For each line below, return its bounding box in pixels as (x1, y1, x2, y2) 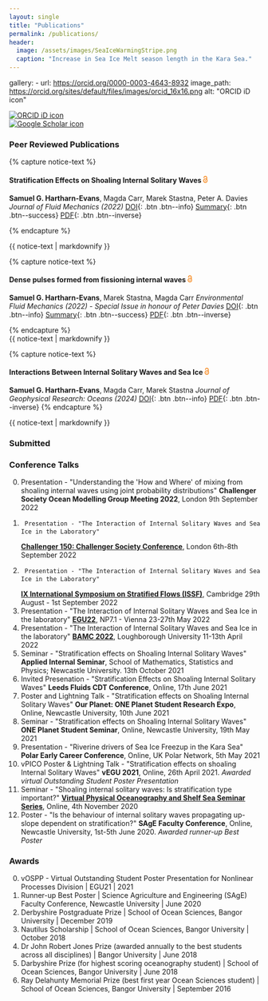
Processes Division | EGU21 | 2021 (20, 882, 134, 891)
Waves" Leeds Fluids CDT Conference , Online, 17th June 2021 (20, 683, 227, 692)
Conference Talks (9, 459, 79, 470)
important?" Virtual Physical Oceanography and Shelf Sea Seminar (20, 793, 246, 803)
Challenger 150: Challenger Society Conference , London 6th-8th (20, 542, 238, 552)
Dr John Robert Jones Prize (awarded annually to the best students (20, 942, 242, 951)
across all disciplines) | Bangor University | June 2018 (20, 950, 198, 959)
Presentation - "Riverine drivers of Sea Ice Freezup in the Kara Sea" (20, 742, 244, 752)
